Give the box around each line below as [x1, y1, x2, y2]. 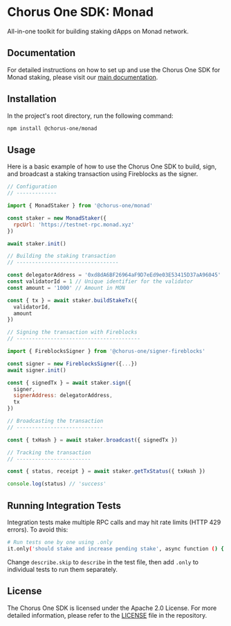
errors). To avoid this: [7, 525, 68, 534]
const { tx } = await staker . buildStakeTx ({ [7, 297, 138, 304]
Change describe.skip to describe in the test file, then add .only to [7, 557, 199, 566]
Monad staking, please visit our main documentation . [7, 73, 158, 81]
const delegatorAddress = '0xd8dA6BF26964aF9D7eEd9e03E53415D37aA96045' [7, 272, 221, 279]
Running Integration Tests [7, 500, 121, 512]
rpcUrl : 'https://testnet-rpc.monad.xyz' [13, 221, 135, 228]
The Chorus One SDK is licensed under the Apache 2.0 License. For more [7, 604, 217, 612]
